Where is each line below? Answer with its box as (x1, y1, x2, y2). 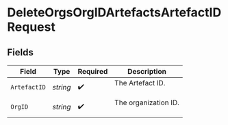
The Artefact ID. (114, 79, 166, 87)
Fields (7, 46, 34, 58)
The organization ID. (114, 98, 180, 107)
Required (77, 67, 108, 76)
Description (127, 67, 166, 76)
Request (7, 19, 56, 35)
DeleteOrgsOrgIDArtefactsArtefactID (7, 5, 222, 20)
